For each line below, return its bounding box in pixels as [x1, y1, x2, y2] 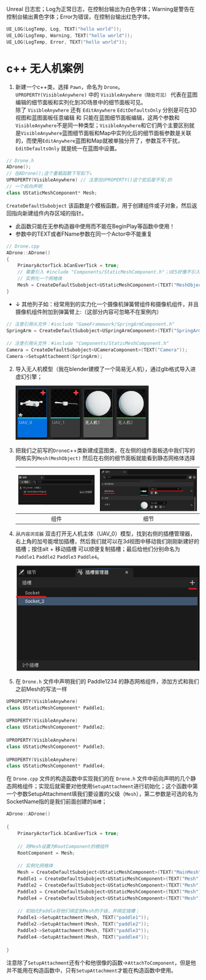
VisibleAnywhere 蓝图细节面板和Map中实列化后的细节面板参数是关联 [20, 129, 192, 136]
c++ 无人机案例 [6, 61, 84, 76]
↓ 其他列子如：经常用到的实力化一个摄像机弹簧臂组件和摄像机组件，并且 [15, 300, 199, 308]
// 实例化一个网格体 [17, 276, 63, 282]
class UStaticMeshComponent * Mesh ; [6, 190, 97, 196]
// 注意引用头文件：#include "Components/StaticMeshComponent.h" [6, 340, 170, 347]
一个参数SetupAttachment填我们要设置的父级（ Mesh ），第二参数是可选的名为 [6, 790, 198, 798]
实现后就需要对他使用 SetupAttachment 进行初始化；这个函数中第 [38, 782, 198, 790]
